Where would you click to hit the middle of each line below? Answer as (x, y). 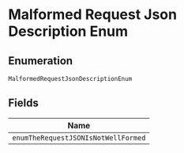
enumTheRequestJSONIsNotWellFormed (79, 138)
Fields (24, 103)
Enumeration (41, 61)
